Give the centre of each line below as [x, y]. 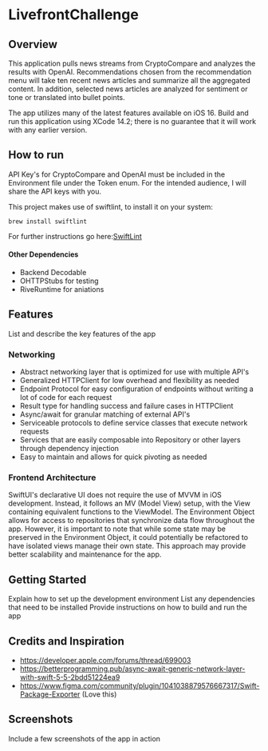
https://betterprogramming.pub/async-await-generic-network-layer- [132, 669]
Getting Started [47, 579]
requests [34, 431]
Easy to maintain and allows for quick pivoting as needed [113, 457]
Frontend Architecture [52, 477]
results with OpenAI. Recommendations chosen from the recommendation [130, 72]
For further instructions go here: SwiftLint [75, 236]
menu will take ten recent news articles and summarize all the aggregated [130, 80]
